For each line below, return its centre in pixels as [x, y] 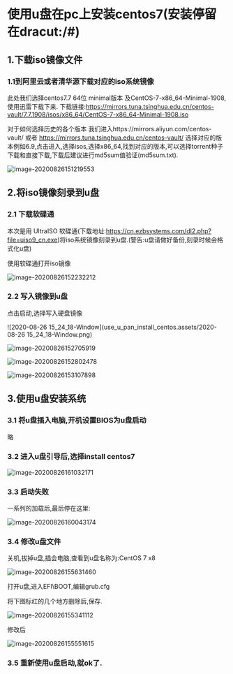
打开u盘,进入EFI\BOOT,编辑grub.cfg [59, 587]
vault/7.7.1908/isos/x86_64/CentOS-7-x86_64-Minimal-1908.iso [98, 114]
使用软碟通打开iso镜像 [39, 263]
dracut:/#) [50, 32]
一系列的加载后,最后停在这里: [49, 508]
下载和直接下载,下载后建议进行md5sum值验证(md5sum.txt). [93, 155]
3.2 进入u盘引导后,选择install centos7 [71, 457]
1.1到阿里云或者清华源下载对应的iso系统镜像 [81, 81]
